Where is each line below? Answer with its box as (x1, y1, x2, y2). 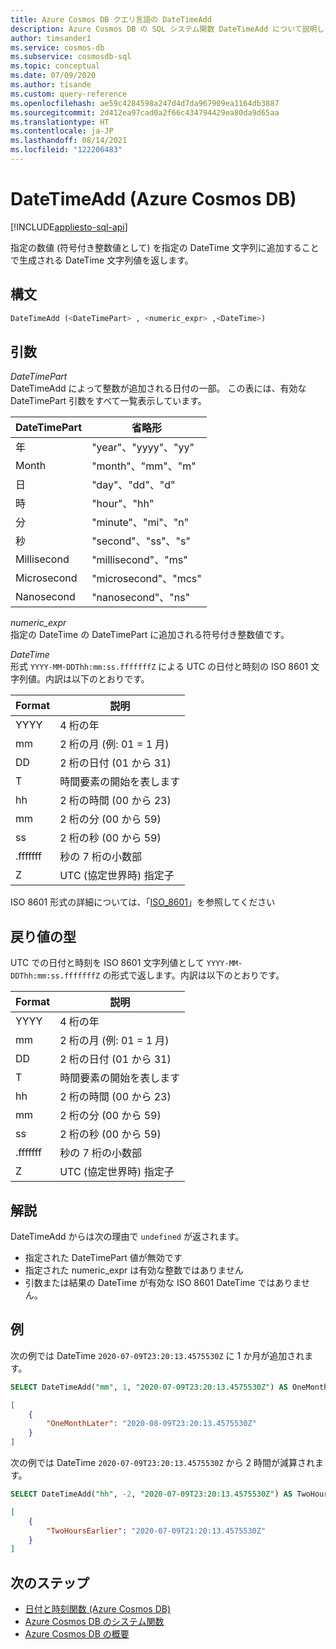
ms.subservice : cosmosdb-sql (10, 52, 132, 62)
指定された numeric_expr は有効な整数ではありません (24, 1264, 244, 1276)
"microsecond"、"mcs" (91, 572, 202, 586)
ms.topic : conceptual (10, 61, 101, 71)
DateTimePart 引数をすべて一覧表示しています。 (10, 395, 207, 407)
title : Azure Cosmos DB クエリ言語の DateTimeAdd (10, 14, 212, 25)
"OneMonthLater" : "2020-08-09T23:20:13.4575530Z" (46, 1419, 257, 1429)
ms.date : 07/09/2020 (10, 71, 97, 81)
